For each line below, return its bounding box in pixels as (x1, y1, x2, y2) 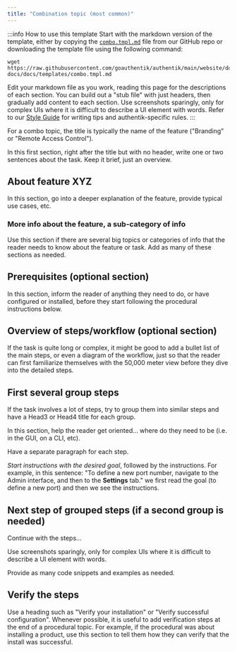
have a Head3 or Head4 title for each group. (7, 413, 136, 422)
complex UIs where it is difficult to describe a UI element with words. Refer (7, 105, 224, 113)
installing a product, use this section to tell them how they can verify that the (7, 630, 229, 639)
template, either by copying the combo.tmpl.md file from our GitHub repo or (7, 37, 224, 46)
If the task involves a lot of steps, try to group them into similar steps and (7, 405, 219, 414)
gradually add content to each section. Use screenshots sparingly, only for (7, 98, 224, 106)
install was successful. (7, 637, 73, 646)
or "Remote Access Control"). (7, 134, 94, 142)
